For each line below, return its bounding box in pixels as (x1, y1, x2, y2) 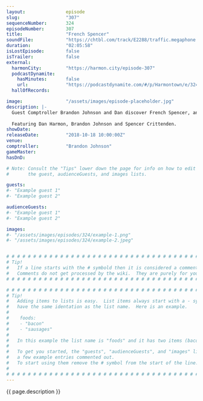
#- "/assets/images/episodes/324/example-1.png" (6, 232, 131, 238)
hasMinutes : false (17, 76, 80, 82)
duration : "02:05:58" (6, 43, 94, 49)
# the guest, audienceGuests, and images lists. (6, 171, 147, 177)
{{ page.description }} (6, 388, 61, 395)
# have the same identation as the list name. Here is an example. (6, 304, 188, 310)
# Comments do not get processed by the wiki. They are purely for (6, 270, 188, 277)
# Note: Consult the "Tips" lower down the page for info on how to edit (6, 165, 196, 172)
